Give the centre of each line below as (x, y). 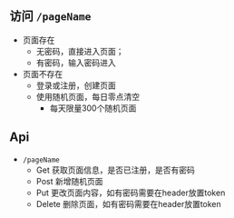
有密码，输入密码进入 (76, 63)
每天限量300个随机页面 (93, 108)
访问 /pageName (50, 16)
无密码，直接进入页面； (80, 51)
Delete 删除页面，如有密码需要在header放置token (129, 203)
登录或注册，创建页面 (76, 85)
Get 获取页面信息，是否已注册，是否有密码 (115, 170)
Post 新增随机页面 (69, 181)
